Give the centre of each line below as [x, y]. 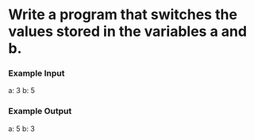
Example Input [37, 73]
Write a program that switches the [123, 15]
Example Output [40, 111]
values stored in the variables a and [128, 31]
